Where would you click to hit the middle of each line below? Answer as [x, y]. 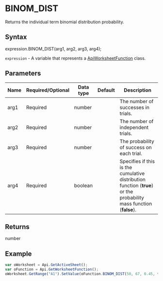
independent [134, 127]
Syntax [16, 37]
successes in [134, 107]
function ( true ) [137, 186]
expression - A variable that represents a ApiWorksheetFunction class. [75, 58]
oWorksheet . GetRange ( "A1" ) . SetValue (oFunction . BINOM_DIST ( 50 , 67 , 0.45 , [80, 274]
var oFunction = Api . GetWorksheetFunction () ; [52, 269]
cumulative [132, 173]
